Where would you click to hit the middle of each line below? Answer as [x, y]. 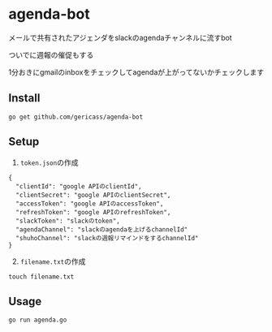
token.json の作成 [49, 162]
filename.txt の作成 [53, 261]
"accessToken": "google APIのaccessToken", [90, 204]
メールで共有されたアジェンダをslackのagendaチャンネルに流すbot [121, 37]
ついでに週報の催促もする [51, 54]
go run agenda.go [38, 320]
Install [24, 98]
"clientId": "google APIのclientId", [79, 186]
